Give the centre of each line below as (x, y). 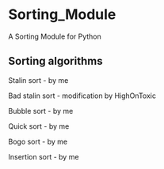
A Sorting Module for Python (55, 36)
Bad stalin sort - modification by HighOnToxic (82, 96)
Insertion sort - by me (44, 156)
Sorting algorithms (55, 61)
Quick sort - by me (39, 126)
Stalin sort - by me (38, 80)
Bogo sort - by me (38, 141)
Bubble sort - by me (41, 111)
